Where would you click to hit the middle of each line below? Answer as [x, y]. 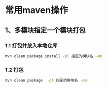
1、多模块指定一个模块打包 [46, 30]
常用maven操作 [36, 10]
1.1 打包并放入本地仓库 [31, 45]
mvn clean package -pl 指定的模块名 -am [46, 81]
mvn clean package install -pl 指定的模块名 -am [54, 56]
